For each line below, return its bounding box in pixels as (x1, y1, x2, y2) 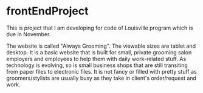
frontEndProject (6, 4, 89, 18)
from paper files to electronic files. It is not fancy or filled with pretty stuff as (6, 68, 197, 75)
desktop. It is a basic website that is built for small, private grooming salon (6, 48, 192, 56)
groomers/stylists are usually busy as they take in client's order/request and (6, 74, 196, 82)
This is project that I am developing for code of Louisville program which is (6, 24, 193, 31)
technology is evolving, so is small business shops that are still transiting (6, 62, 188, 69)
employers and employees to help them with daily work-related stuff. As (6, 55, 187, 62)
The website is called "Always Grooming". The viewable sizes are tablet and (6, 42, 196, 50)
